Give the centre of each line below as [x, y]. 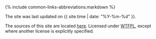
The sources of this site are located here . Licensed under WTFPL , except [78, 26]
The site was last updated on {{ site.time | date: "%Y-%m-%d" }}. [71, 16]
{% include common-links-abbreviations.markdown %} [60, 7]
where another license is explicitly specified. [50, 31]
